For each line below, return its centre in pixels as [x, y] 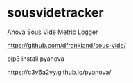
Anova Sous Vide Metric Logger [53, 32]
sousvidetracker [55, 13]
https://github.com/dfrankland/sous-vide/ [66, 45]
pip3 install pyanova [36, 58]
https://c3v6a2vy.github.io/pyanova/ [59, 72]
